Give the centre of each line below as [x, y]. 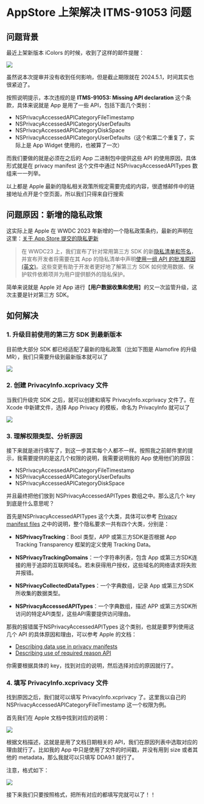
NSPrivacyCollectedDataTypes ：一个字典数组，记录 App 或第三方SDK [104, 586]
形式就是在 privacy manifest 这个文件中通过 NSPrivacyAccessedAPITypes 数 [102, 166]
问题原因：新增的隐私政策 [54, 215]
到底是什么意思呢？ [30, 504]
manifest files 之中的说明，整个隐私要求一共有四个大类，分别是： [88, 524]
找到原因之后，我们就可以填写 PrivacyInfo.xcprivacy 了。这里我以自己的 [97, 697]
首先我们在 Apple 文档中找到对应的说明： [58, 718]
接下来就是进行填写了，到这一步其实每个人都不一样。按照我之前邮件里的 [97, 451]
